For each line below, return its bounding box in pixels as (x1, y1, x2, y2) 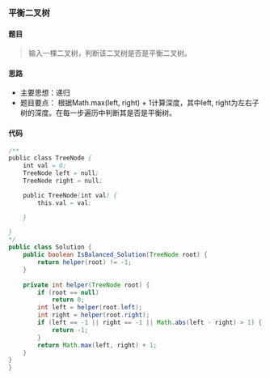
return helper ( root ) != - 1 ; (37, 258, 132, 266)
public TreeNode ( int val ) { (23, 191, 117, 199)
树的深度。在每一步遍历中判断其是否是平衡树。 (19, 108, 176, 118)
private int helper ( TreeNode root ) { (23, 281, 150, 289)
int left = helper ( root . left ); (37, 304, 143, 312)
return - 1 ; (51, 326, 89, 334)
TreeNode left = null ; (23, 169, 99, 177)
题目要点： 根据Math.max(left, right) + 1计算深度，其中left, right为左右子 (19, 98, 260, 108)
